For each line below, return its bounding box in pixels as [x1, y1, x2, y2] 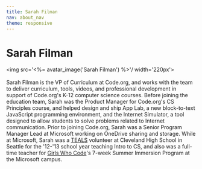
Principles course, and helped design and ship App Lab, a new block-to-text [6, 104, 195, 112]
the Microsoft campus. [6, 156, 62, 163]
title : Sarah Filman [6, 8, 58, 15]
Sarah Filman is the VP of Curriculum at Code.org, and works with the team [6, 79, 193, 86]
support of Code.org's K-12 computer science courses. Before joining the [6, 92, 188, 99]
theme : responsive [6, 20, 52, 26]
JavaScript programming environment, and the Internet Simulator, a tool [6, 111, 185, 118]
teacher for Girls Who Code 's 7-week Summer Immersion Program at [18, 149, 190, 157]
